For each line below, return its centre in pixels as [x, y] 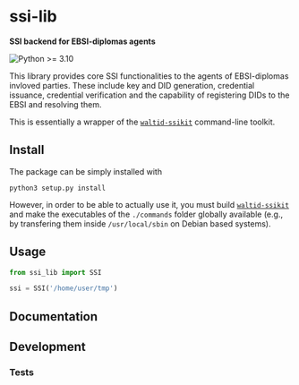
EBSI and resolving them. [56, 104]
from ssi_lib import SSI [56, 272]
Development [48, 347]
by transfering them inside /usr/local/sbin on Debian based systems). [140, 223]
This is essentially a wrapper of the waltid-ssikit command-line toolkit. [142, 122]
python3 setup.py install [57, 188]
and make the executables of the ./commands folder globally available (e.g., [146, 214]
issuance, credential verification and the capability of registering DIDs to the [149, 95]
